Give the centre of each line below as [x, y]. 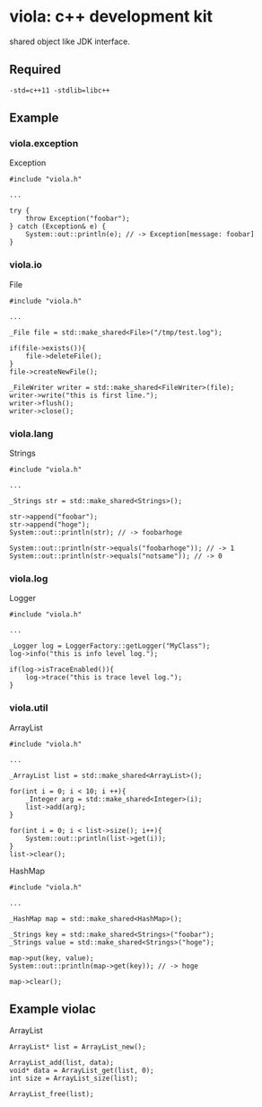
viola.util [29, 708]
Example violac [53, 1010]
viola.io [26, 265]
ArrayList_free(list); [52, 1094]
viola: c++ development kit [111, 17]
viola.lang [31, 433]
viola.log [29, 579]
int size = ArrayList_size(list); [74, 1079]
